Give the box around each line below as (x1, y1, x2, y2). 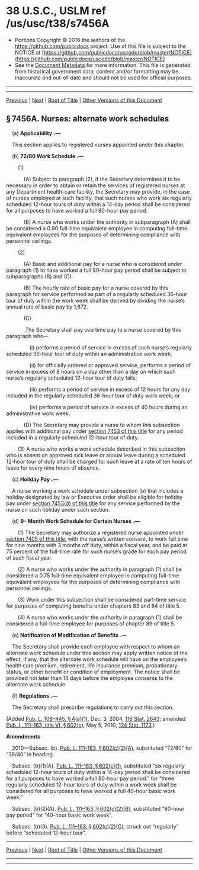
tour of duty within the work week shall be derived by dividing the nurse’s (6, 297, 185, 304)
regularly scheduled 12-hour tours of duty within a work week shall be (6, 781, 177, 788)
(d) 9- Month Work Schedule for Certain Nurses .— (11, 517, 140, 525)
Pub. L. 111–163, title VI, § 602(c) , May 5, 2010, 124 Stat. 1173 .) (6, 721, 155, 728)
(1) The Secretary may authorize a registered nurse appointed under (17, 529, 184, 536)
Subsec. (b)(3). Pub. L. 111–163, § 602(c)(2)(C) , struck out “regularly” (11, 823, 179, 830)
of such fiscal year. (6, 554, 53, 561)
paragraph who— (6, 332, 49, 339)
